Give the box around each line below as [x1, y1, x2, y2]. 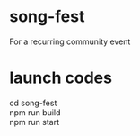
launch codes [9, 68, 112, 88]
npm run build [9, 106, 61, 118]
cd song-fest [9, 97, 57, 108]
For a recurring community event [9, 36, 131, 47]
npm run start [9, 116, 60, 127]
